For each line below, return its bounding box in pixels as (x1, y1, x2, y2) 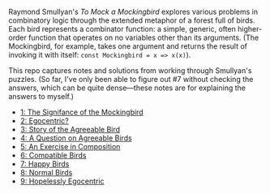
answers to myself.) (8, 92, 75, 101)
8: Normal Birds (19, 168, 73, 177)
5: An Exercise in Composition (19, 142, 121, 151)
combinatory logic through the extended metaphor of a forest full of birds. (8, 15, 255, 25)
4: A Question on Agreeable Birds (19, 133, 132, 143)
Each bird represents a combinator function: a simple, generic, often (8, 24, 237, 33)
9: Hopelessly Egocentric (19, 176, 105, 186)
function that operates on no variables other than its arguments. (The (28, 32, 259, 42)
